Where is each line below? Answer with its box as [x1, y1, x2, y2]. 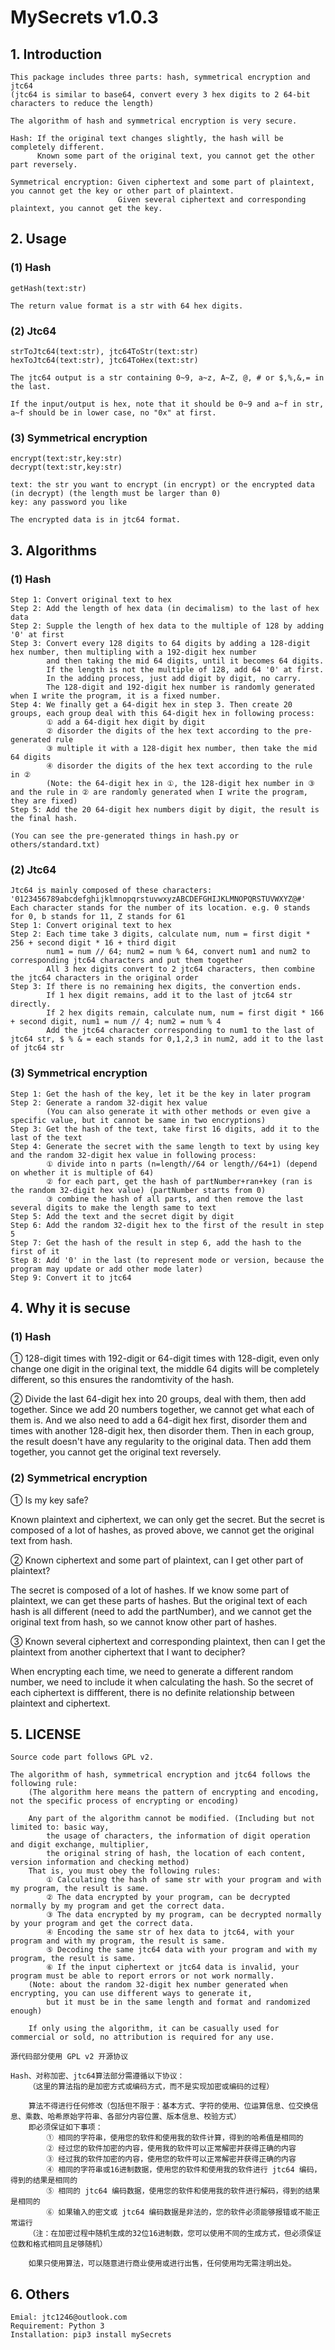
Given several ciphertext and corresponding [117, 195, 307, 205]
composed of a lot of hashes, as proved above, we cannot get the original [10, 1524, 315, 1536]
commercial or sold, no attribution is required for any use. [10, 2032, 275, 2043]
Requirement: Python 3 [10, 2321, 105, 2331]
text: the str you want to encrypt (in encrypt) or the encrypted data [10, 480, 315, 490]
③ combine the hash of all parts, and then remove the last [46, 1194, 304, 1204]
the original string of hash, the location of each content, [46, 1849, 307, 1859]
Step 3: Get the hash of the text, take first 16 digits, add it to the [10, 1124, 320, 1134]
